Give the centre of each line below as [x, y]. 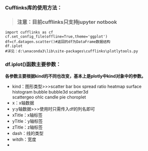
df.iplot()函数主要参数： [33, 64]
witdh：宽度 [24, 139]
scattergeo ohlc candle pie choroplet [49, 97]
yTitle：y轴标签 [27, 121]
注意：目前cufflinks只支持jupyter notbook [67, 22]
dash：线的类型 [28, 133]
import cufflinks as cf [29, 33]
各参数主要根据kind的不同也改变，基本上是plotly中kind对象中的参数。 [75, 76]
